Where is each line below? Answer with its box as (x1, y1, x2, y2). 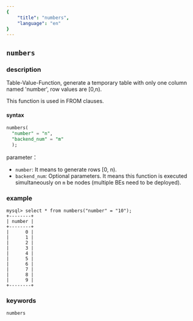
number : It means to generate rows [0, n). (15, 166, 117, 173)
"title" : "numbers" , (17, 15, 69, 21)
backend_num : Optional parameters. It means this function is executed (15, 172, 188, 180)
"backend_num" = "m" (12, 136, 64, 142)
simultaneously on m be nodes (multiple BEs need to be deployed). (15, 178, 181, 186)
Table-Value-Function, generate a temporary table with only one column (6, 79, 188, 86)
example (6, 194, 32, 202)
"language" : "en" (17, 20, 61, 26)
